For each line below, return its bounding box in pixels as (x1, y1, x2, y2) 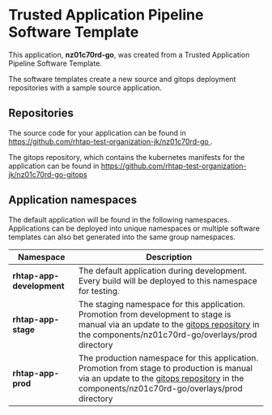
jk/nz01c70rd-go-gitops (8, 169, 87, 179)
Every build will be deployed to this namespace (78, 275, 257, 286)
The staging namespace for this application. (78, 298, 245, 309)
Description (146, 251, 193, 262)
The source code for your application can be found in (8, 128, 186, 137)
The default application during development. (78, 265, 248, 276)
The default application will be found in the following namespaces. (8, 214, 230, 224)
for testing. (78, 285, 120, 296)
